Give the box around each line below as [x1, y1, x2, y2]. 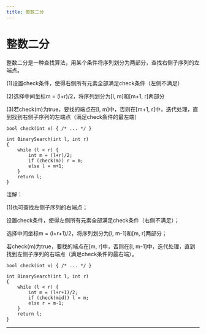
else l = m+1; [28, 163, 64, 169]
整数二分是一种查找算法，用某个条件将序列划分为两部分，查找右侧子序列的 [6, 59, 194, 66]
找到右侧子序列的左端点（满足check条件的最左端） [11, 113, 140, 120]
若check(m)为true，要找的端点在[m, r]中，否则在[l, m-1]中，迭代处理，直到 [6, 243, 196, 250]
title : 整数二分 [6, 9, 44, 15]
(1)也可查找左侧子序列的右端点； [6, 203, 88, 211]
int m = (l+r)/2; [28, 152, 72, 158]
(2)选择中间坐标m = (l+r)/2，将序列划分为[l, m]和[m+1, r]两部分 [6, 93, 165, 100]
